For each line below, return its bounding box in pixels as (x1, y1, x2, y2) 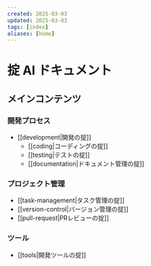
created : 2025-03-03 (7, 10, 68, 18)
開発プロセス (7, 116, 51, 126)
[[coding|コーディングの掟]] (27, 142, 108, 150)
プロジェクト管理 (7, 179, 65, 189)
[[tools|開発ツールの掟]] (17, 250, 86, 259)
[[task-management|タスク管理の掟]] (17, 196, 125, 205)
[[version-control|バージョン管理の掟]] (17, 205, 129, 214)
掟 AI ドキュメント (7, 63, 112, 78)
